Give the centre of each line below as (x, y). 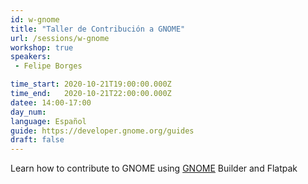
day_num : (28, 112)
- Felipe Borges (48, 66)
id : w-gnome (35, 19)
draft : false (37, 140)
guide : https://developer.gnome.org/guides (102, 131)
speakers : (31, 57)
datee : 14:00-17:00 (51, 102)
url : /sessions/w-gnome (60, 38)
